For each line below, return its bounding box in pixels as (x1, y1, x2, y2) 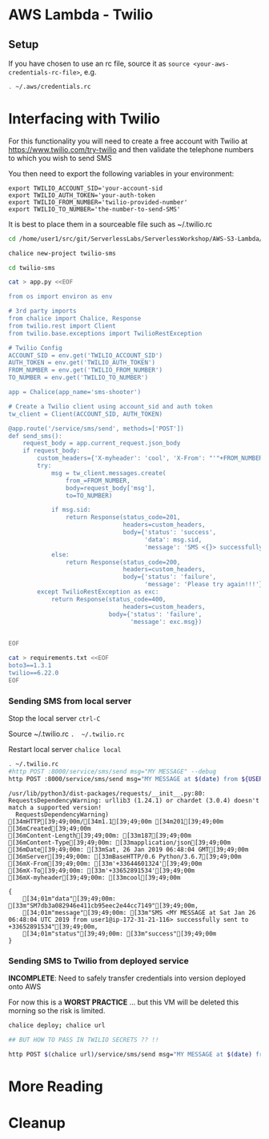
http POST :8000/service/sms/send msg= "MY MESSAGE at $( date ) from (8, 775, 239, 783)
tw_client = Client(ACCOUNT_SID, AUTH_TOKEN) (8, 410, 163, 418)
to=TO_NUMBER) (65, 491, 113, 500)
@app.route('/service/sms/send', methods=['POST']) (8, 425, 184, 433)
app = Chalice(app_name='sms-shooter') (8, 388, 142, 396)
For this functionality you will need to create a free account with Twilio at (8, 136, 248, 146)
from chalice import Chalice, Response (8, 315, 142, 323)
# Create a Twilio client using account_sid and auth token (8, 402, 214, 410)
